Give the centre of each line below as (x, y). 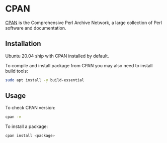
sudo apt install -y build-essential (45, 80)
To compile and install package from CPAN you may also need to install (79, 65)
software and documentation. (36, 28)
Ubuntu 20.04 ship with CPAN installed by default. (57, 56)
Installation (23, 44)
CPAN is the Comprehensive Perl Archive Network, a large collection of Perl (84, 23)
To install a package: (27, 126)
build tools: (17, 71)
